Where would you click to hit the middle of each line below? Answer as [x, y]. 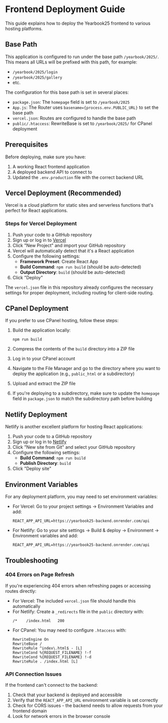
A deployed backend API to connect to [52, 172]
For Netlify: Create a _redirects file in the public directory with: [78, 612]
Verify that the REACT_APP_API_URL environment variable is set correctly [85, 700]
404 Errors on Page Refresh [40, 575]
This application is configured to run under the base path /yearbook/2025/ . [82, 56]
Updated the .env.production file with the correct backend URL [78, 177]
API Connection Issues [33, 674]
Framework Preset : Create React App [59, 261]
